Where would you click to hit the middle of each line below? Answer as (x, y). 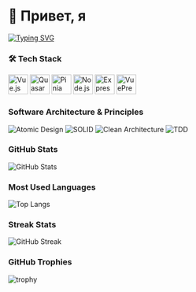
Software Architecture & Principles (76, 112)
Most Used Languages (52, 187)
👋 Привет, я (47, 16)
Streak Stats (32, 225)
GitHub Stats (33, 150)
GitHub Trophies (40, 262)
